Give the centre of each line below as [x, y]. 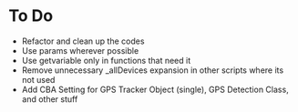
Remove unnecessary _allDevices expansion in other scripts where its [153, 70]
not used [38, 79]
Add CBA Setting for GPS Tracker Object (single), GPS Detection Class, [155, 89]
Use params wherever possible [80, 50]
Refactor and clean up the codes [83, 41]
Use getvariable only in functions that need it [106, 60]
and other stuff [50, 99]
